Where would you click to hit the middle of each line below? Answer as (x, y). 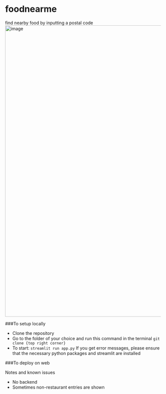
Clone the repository (33, 333)
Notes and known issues (30, 372)
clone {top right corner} (39, 343)
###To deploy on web (28, 363)
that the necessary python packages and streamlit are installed (76, 353)
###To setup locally (25, 323)
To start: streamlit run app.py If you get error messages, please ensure (86, 348)
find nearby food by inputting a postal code (49, 23)
